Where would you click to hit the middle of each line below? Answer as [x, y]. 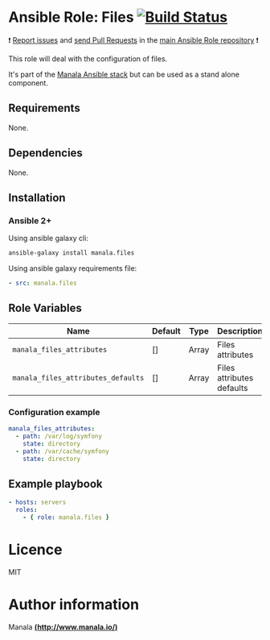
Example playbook [55, 484]
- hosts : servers [37, 503]
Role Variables [45, 308]
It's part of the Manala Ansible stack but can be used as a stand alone [124, 74]
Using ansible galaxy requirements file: [73, 268]
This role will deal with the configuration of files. [88, 58]
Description [240, 330]
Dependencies [45, 153]
